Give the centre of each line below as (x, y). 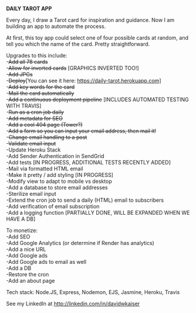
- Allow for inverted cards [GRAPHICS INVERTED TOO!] (73, 68)
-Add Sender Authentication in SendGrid (55, 156)
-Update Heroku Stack (33, 150)
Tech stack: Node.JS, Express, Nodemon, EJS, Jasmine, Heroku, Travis (93, 292)
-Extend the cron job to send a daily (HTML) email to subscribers (85, 200)
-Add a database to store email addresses (57, 188)
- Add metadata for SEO (35, 118)
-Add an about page (30, 281)
